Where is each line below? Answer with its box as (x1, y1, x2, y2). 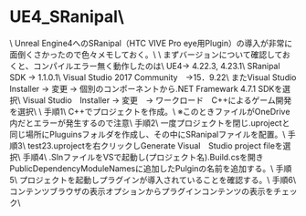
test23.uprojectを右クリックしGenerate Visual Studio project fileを (26, 139, 283, 151)
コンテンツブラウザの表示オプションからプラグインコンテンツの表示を (9, 185, 274, 197)
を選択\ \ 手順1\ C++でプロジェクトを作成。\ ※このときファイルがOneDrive (9, 106, 290, 117)
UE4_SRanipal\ (9, 6, 125, 27)
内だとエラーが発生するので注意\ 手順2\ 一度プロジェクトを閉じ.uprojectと (9, 117, 290, 129)
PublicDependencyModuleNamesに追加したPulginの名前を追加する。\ (9, 162, 274, 174)
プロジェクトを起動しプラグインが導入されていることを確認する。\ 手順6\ (19, 174, 297, 185)
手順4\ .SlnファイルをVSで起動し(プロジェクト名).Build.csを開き (22, 151, 264, 162)
